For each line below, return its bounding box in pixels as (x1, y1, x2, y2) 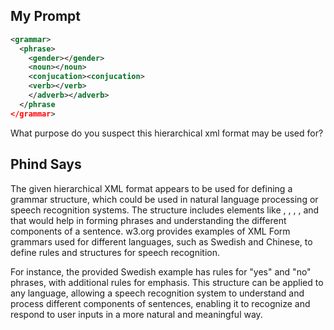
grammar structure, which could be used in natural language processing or (10, 193, 319, 205)
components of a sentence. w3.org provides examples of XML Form (10, 225, 291, 237)
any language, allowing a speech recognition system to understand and (10, 287, 305, 299)
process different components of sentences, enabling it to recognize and (10, 297, 311, 309)
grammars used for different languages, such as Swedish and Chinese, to (10, 235, 313, 248)
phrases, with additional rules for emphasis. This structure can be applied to (10, 276, 324, 288)
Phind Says (10, 156, 82, 173)
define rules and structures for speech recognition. (10, 246, 221, 258)
